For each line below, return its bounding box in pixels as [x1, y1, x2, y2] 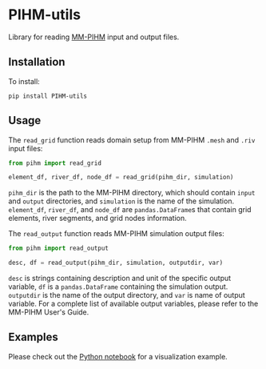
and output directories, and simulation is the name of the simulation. [8, 196, 234, 206]
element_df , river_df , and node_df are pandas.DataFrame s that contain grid [8, 205, 252, 215]
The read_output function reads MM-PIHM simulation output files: [8, 229, 225, 239]
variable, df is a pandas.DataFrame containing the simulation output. [8, 282, 228, 291]
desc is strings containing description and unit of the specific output [8, 274, 232, 283]
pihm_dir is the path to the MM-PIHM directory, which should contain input [8, 188, 256, 198]
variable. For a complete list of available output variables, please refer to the [8, 299, 259, 309]
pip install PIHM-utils [8, 92, 88, 100]
